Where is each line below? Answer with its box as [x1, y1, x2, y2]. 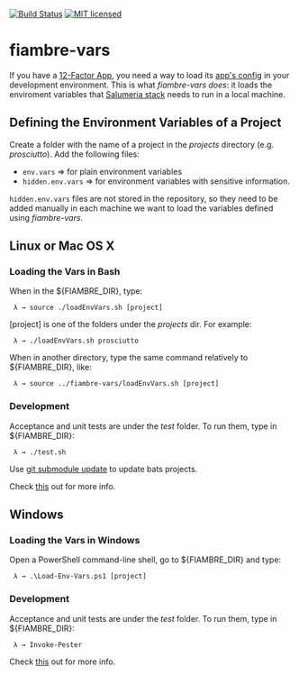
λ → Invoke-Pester [13, 640, 83, 649]
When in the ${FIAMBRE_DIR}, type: [9, 286, 143, 296]
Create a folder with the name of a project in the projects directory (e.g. [9, 139, 275, 150]
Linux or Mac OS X [9, 239, 115, 254]
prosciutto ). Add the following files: [9, 149, 140, 160]
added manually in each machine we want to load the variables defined [9, 203, 274, 214]
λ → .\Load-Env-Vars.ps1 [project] [13, 572, 147, 581]
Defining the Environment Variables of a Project [9, 115, 282, 131]
